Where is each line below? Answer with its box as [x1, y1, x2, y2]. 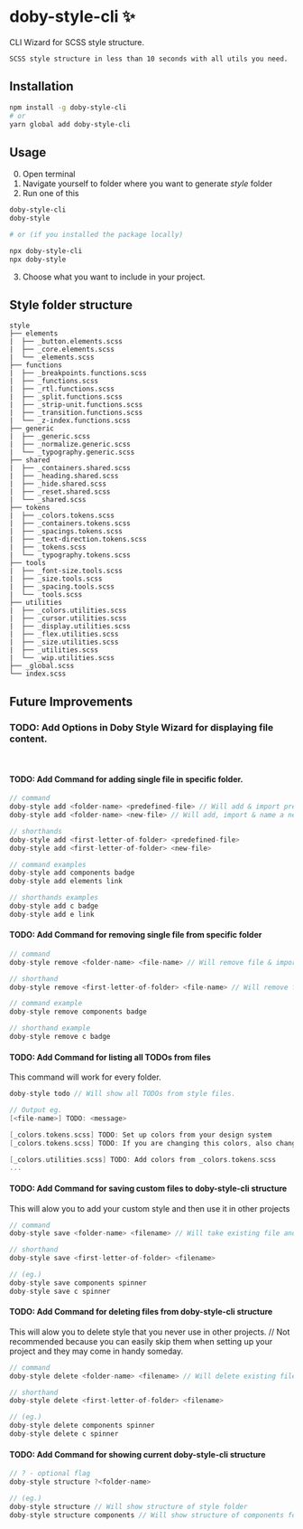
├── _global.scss [9, 662, 75, 671]
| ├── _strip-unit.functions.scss [9, 401, 143, 410]
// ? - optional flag [9, 1469, 91, 1478]
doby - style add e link [9, 910, 95, 919]
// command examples [9, 860, 87, 869]
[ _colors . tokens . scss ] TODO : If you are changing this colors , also [9, 1138, 272, 1147]
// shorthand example [9, 1024, 91, 1033]
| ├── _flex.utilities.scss [9, 630, 119, 639]
